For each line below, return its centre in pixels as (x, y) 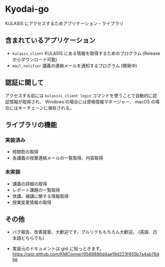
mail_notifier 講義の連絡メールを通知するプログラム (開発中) (75, 66)
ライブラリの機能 (31, 125)
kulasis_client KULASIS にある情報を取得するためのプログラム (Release (86, 53)
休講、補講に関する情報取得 (40, 196)
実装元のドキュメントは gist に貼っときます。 (58, 249)
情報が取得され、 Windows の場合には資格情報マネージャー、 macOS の (82, 102)
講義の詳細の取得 (30, 184)
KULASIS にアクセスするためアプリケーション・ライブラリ (65, 23)
